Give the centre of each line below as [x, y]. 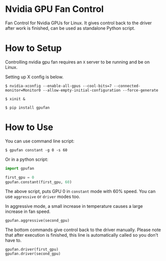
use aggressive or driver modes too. [43, 196]
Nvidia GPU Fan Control [55, 9]
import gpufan [20, 168]
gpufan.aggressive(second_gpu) [37, 221]
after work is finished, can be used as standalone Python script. [70, 28]
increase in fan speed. [28, 211]
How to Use [29, 127]
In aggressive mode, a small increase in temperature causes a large [74, 206]
